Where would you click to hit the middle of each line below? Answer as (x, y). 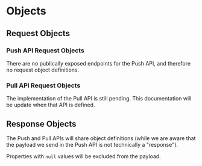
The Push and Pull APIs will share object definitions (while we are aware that (101, 138)
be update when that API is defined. (51, 105)
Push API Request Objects (45, 51)
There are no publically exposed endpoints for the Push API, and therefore (99, 63)
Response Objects (41, 124)
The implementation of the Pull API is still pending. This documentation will (99, 99)
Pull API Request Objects (43, 85)
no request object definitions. (43, 70)
